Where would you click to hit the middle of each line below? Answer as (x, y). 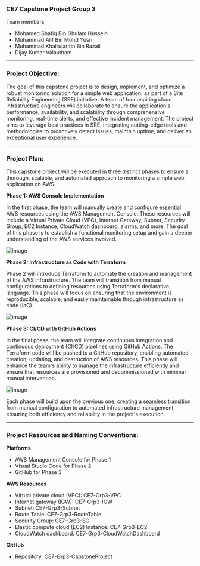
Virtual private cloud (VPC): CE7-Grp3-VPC (68, 496)
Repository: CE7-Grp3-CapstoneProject (64, 556)
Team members (25, 22)
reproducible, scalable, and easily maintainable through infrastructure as (95, 299)
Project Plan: (25, 158)
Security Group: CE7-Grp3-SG (52, 521)
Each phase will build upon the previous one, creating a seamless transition (99, 401)
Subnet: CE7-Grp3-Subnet (47, 508)
